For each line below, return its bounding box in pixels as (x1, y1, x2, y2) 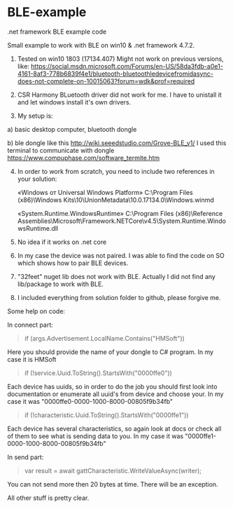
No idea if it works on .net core (17, 238, 107, 246)
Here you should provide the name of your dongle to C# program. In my (7, 348, 214, 356)
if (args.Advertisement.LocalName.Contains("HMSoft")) (24, 334, 185, 342)
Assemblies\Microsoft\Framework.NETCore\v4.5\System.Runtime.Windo (17, 217, 226, 225)
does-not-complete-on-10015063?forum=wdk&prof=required (17, 76, 195, 85)
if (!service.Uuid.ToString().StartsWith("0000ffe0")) (24, 369, 173, 377)
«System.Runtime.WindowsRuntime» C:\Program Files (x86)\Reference (17, 209, 223, 217)
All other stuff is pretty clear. (7, 494, 90, 502)
